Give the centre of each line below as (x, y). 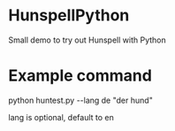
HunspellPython (69, 15)
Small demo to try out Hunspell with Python (87, 40)
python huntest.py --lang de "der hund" (81, 100)
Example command (80, 76)
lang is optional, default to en (61, 117)
